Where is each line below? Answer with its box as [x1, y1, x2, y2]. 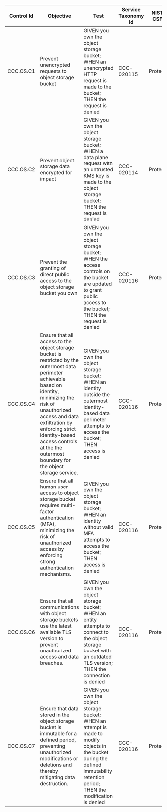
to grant [83, 287, 102, 293]
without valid [83, 524, 114, 530]
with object [40, 610, 66, 617]
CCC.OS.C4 [7, 401, 36, 407]
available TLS [40, 629, 72, 635]
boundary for [40, 457, 71, 463]
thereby [40, 768, 58, 774]
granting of [40, 265, 66, 271]
